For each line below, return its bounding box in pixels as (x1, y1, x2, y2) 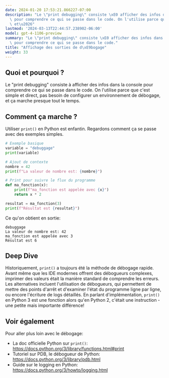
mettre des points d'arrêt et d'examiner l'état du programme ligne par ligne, (5, 286, 161, 293)
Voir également (5, 317, 54, 326)
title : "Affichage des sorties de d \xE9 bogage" (5, 45, 107, 50)
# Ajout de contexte (5, 159, 49, 165)
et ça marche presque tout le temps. (5, 98, 80, 104)
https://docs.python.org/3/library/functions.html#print (12, 346, 124, 352)
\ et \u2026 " (10, 21, 35, 27)
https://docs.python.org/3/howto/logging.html (12, 367, 108, 373)
